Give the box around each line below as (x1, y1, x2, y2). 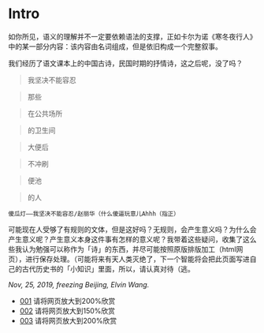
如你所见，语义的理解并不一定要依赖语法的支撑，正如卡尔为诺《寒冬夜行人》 (8, 32, 257, 41)
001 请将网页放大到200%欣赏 (19, 296, 116, 305)
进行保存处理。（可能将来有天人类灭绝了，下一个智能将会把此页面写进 (24, 254, 250, 264)
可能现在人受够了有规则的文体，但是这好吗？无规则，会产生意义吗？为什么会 (8, 224, 257, 234)
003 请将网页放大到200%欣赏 (19, 316, 117, 325)
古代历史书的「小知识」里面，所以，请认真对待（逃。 (21, 264, 195, 273)
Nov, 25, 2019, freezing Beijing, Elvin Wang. (8, 279, 150, 289)
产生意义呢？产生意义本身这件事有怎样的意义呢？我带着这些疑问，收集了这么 (8, 234, 257, 244)
